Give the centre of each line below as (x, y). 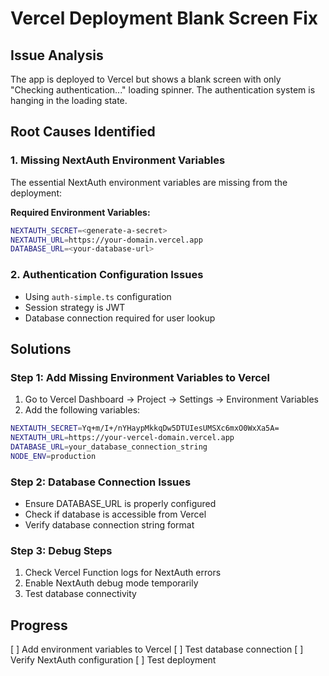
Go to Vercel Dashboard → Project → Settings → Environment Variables (171, 399)
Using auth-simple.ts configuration (98, 296)
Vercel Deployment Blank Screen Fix (164, 18)
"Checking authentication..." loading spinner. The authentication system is (163, 90)
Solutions (41, 349)
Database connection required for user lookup (120, 318)
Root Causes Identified (83, 132)
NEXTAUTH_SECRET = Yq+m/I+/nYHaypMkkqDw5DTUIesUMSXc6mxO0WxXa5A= (145, 428)
